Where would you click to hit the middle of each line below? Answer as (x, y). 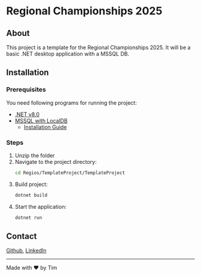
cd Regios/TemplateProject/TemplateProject (70, 173)
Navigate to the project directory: (56, 162)
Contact (22, 236)
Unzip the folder (35, 155)
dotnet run (28, 217)
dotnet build (31, 195)
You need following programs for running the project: (71, 102)
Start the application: (41, 206)
